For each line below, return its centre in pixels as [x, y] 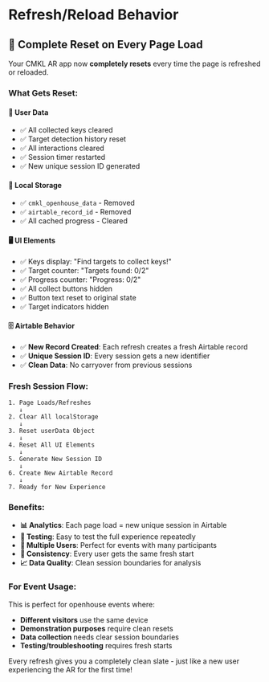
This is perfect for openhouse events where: [82, 604]
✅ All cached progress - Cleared [74, 221]
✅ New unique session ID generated [80, 166]
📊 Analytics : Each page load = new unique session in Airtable [123, 525]
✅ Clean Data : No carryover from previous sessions [106, 365]
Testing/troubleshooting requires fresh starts [96, 645]
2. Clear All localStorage [53, 417]
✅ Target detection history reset [73, 139]
